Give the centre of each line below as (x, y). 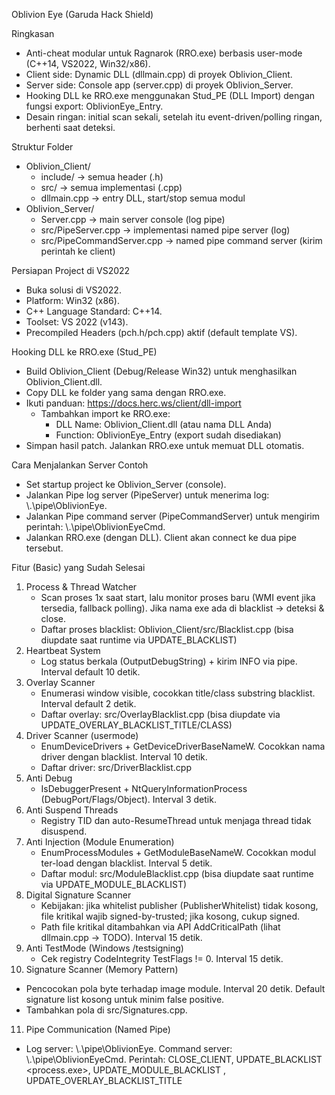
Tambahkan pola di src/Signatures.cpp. (106, 1010)
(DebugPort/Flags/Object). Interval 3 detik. (128, 799)
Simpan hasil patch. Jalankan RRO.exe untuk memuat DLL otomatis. (165, 445)
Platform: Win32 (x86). (72, 300)
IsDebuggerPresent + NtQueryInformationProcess (144, 788)
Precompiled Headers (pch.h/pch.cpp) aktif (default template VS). (161, 332)
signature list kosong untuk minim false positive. (125, 999)
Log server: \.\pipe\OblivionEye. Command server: (129, 1048)
